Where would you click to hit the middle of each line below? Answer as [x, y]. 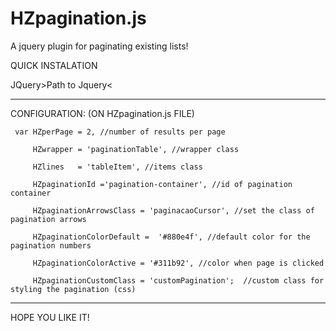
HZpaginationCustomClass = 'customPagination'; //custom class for [178, 280]
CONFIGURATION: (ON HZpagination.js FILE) [102, 113]
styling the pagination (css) [73, 289]
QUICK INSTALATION [54, 65]
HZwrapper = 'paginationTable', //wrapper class [136, 149]
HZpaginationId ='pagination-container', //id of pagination [162, 184]
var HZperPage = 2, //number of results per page [120, 132]
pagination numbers [51, 245]
